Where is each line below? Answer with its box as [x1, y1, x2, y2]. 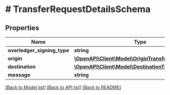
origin [8, 55, 23, 62]
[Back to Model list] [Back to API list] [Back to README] [5, 84, 121, 90]
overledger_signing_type [8, 47, 69, 54]
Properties [5, 24, 39, 32]
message [8, 71, 30, 78]
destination [8, 63, 36, 70]
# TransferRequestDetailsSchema [5, 4, 151, 15]
